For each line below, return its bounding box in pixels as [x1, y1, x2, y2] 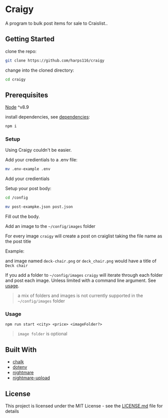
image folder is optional [17, 331, 68, 337]
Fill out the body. [5, 213, 40, 220]
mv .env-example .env [5, 166, 51, 172]
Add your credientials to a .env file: [5, 157, 78, 163]
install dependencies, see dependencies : [5, 114, 91, 120]
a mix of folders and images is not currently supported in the [17, 292, 143, 298]
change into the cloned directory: [5, 67, 74, 73]
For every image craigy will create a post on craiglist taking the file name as [5, 233, 162, 239]
